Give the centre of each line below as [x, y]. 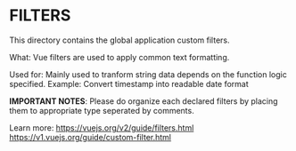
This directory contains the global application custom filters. [119, 40]
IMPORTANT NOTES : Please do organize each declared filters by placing [144, 101]
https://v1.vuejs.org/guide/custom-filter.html [90, 137]
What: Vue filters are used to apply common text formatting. [119, 57]
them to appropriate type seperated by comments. [102, 110]
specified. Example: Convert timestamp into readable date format [129, 83]
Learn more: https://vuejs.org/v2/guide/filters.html [102, 127]
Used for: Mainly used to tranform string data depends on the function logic [148, 74]
